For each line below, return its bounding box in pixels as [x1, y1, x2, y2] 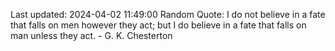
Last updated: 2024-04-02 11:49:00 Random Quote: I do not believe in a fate [10, 9, 326, 20]
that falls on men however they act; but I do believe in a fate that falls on [10, 19, 307, 31]
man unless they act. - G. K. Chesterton [10, 30, 173, 41]
